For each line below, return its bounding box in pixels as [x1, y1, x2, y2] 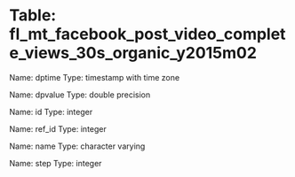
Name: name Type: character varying [9, 141, 146, 151]
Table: [9, 5, 57, 26]
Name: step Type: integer [9, 158, 102, 168]
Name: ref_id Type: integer [9, 123, 107, 134]
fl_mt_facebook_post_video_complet [9, 24, 286, 44]
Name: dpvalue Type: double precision [9, 89, 151, 100]
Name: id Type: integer [9, 106, 93, 117]
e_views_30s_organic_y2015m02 [9, 43, 258, 63]
